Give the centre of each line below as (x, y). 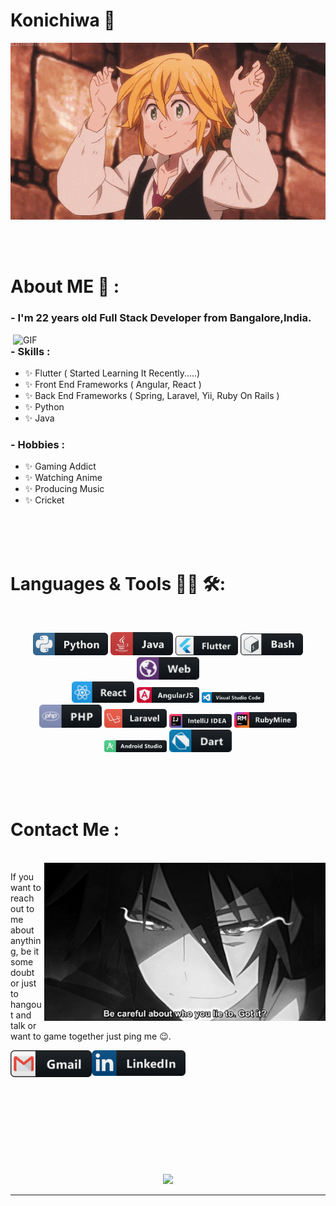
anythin (26, 941)
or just (23, 983)
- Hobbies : (38, 444)
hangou (26, 1005)
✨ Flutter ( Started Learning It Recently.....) (112, 373)
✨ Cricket (44, 500)
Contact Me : (65, 830)
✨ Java (39, 418)
